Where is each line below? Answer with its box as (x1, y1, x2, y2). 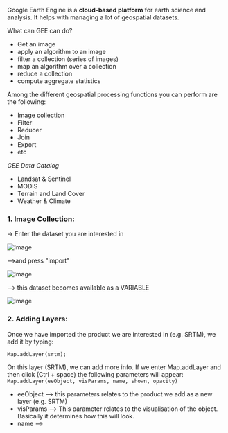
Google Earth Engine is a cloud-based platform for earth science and (7, 6, 207, 14)
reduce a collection (17, 69, 73, 78)
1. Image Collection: (7, 214, 75, 224)
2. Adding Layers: (7, 315, 68, 324)
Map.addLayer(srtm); (7, 351, 67, 357)
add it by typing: (7, 337, 54, 346)
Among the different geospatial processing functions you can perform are (7, 90, 218, 98)
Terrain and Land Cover (17, 190, 85, 197)
